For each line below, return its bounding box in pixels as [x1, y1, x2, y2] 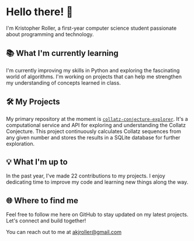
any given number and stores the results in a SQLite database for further [6, 134, 181, 141]
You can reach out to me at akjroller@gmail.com [6, 229, 122, 236]
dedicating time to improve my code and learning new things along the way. [6, 179, 189, 186]
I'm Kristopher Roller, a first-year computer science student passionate [6, 25, 177, 32]
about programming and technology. [6, 30, 94, 37]
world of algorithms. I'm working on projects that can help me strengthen [6, 73, 182, 80]
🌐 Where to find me [6, 195, 79, 205]
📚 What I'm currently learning [6, 48, 119, 58]
